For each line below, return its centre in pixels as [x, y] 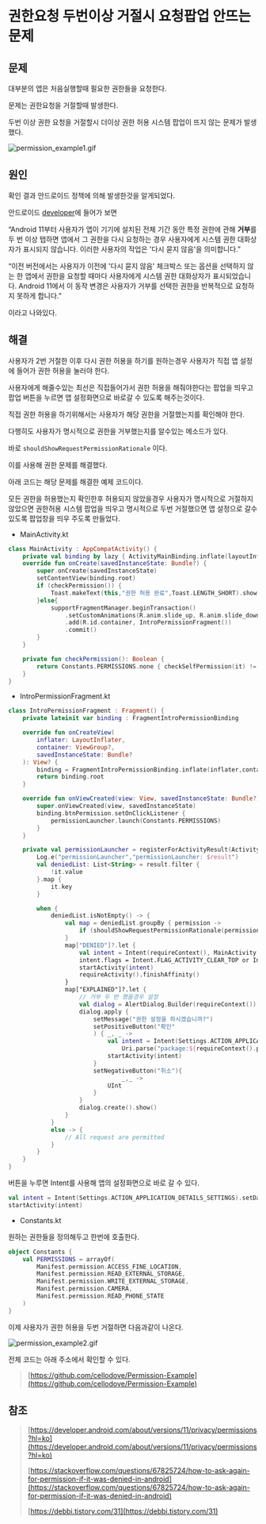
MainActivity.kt [44, 534]
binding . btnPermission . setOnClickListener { [111, 813]
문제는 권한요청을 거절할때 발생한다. [63, 105]
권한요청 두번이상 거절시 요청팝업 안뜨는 [130, 16]
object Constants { [40, 1252]
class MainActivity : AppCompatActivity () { [83, 548]
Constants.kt [40, 1220]
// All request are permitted [114, 1137]
